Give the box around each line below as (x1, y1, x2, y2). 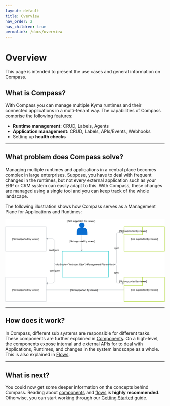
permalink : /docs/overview (5, 29, 62, 35)
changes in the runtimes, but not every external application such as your (5, 177, 156, 183)
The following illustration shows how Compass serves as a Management (5, 203, 156, 209)
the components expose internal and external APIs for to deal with (5, 341, 143, 347)
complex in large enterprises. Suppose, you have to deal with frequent (5, 172, 152, 178)
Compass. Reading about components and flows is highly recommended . (5, 390, 160, 396)
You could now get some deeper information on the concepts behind (5, 384, 149, 390)
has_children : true (5, 24, 47, 29)
